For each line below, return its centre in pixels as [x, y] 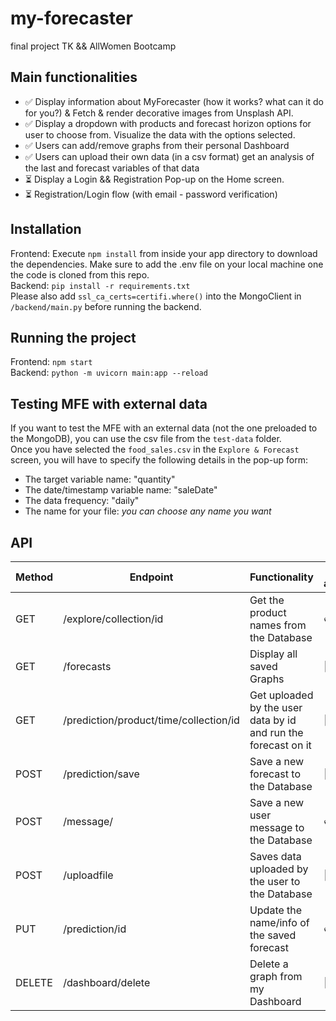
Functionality [281, 577]
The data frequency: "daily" [82, 501]
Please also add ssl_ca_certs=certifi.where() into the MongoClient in [156, 296]
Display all [273, 654]
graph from [276, 976]
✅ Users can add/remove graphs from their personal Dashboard [157, 145]
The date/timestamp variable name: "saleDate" [121, 490]
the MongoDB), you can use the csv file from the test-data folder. [146, 439]
